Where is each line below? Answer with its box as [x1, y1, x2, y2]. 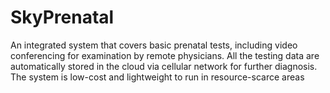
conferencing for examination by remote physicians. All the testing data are [10, 49, 320, 61]
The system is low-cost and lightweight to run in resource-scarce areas [10, 71, 305, 83]
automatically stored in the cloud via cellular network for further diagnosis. [10, 60, 318, 72]
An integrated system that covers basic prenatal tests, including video [10, 39, 298, 51]
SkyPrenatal [10, 6, 115, 29]
